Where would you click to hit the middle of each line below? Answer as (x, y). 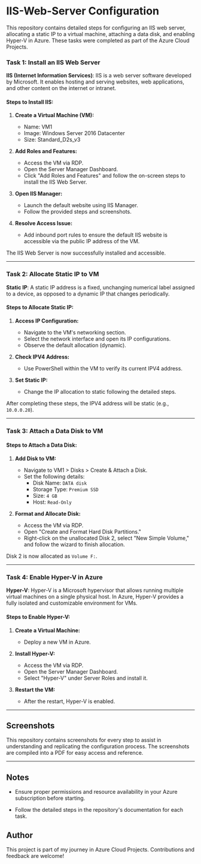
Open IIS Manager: (39, 194)
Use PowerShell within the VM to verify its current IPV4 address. (103, 368)
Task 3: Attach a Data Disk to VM (55, 430)
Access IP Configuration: (47, 321)
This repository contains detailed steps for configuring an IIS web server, (96, 28)
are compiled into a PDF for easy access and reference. (75, 753)
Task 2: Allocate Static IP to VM (53, 274)
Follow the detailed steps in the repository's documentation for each (99, 810)
